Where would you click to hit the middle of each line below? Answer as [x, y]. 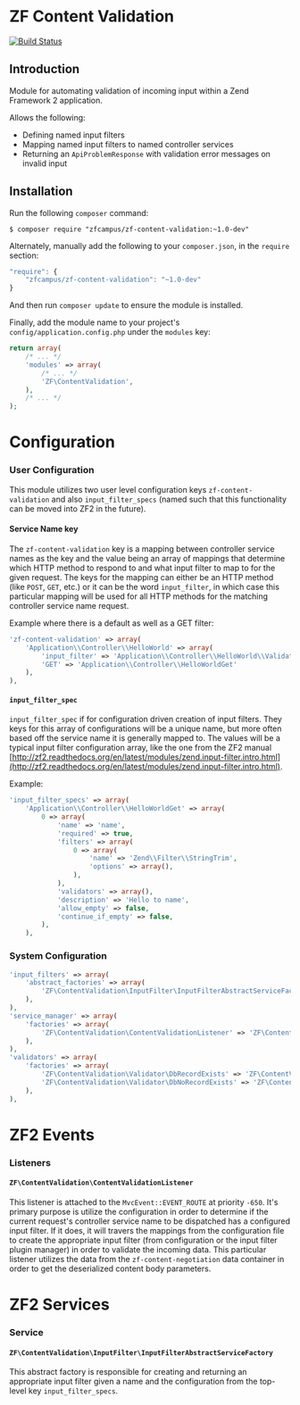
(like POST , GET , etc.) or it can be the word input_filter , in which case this [144, 586]
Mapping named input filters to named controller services [128, 144]
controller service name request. [69, 605]
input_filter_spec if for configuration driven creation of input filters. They [146, 719]
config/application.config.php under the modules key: [110, 332]
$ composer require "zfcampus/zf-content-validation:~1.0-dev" [129, 229]
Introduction [45, 69]
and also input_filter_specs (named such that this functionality [169, 499]
